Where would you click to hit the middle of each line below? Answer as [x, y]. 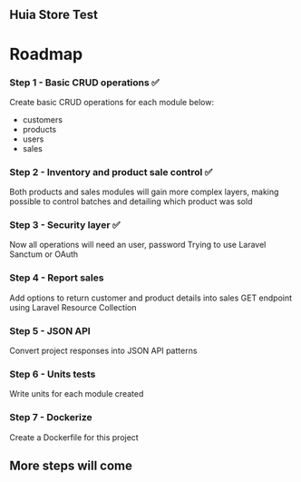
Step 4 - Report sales [57, 278]
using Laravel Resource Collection [73, 307]
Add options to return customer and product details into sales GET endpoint [151, 298]
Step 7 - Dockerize [51, 418]
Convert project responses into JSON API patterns [103, 351]
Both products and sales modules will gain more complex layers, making [144, 192]
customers [43, 119]
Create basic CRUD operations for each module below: [112, 102]
